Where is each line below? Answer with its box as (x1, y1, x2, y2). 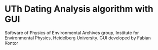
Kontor (4, 40, 18, 46)
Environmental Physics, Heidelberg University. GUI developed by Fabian (4, 35, 151, 41)
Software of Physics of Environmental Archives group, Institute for (4, 30, 139, 35)
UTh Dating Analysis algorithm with (4, 3, 154, 15)
